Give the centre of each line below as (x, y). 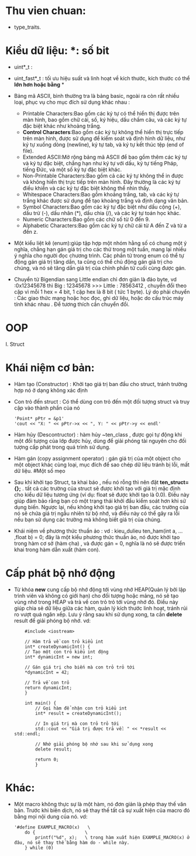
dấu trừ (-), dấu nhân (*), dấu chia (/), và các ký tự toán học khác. (102, 213)
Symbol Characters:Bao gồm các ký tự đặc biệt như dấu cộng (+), (102, 207)
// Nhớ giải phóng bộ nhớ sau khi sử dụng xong (94, 744)
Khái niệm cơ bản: (50, 368)
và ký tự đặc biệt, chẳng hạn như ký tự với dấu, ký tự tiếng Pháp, (100, 163)
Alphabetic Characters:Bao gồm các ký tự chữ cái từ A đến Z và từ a (105, 225)
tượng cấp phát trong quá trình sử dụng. (62, 447)
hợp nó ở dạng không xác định (51, 390)
